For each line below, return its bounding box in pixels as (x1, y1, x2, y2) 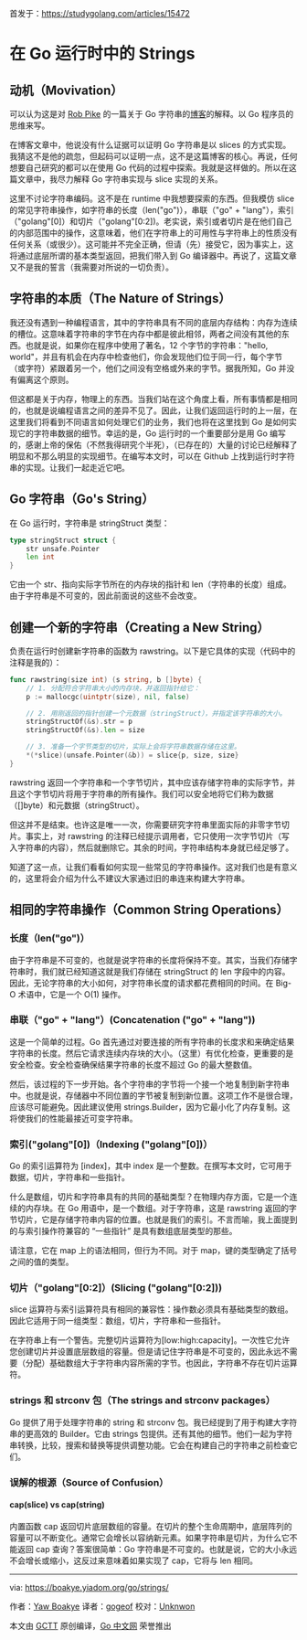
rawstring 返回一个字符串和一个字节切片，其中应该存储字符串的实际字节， (9, 776, 288, 788)
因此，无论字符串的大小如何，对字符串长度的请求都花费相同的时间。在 (9, 977, 274, 988)
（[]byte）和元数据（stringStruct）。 (9, 799, 144, 811)
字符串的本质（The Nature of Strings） (9, 291, 231, 306)
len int (26, 552, 55, 562)
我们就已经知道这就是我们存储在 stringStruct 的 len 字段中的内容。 (40, 965, 291, 976)
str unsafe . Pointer (26, 544, 101, 553)
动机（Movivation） (9, 82, 123, 98)
